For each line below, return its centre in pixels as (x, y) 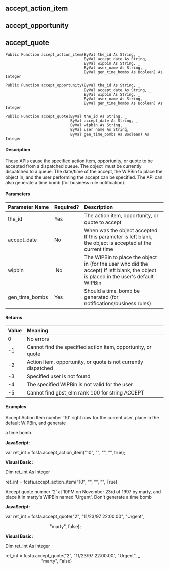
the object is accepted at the (118, 243)
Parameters (18, 194)
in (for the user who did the (116, 264)
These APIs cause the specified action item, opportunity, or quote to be (79, 161)
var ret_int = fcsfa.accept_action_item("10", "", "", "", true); (65, 453)
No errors (38, 339)
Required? (67, 207)
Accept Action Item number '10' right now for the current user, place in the (82, 418)
